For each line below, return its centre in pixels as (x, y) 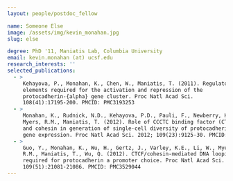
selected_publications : (42, 70)
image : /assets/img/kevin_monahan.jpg (63, 32)
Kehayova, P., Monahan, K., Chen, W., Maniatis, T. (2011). (111, 84)
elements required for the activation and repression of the (113, 90)
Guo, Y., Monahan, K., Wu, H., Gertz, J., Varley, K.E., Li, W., (119, 148)
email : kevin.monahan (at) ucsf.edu (60, 58)
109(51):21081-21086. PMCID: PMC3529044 (81, 167)
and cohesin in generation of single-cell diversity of (105, 128)
